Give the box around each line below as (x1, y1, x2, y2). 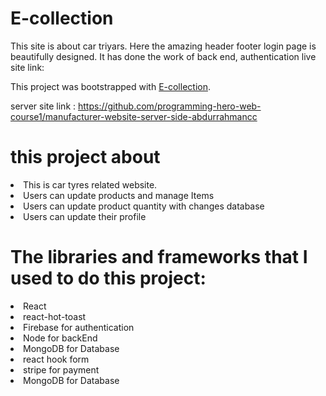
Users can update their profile (23, 210, 147, 222)
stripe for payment (23, 363, 100, 376)
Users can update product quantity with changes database (23, 200, 265, 212)
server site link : (10, 100, 77, 112)
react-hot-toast (23, 310, 87, 322)
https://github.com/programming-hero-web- (77, 100, 262, 112)
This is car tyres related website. (23, 178, 158, 191)
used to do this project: (10, 267, 207, 290)
